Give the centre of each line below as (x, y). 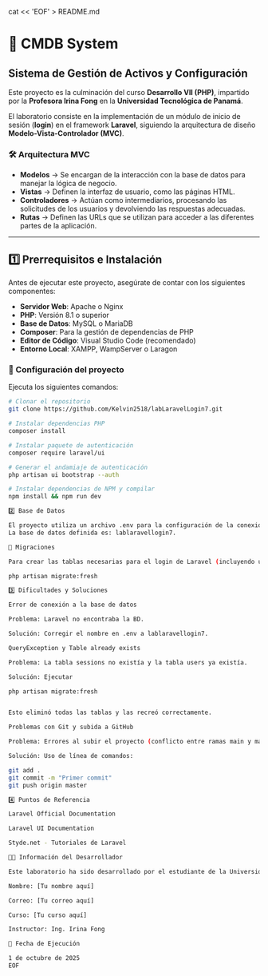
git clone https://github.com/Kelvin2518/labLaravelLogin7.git (116, 409)
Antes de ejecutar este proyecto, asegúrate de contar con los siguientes (127, 283)
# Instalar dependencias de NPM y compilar (82, 489)
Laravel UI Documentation (51, 829)
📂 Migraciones (32, 547)
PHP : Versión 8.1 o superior (65, 315)
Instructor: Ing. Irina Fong (57, 930)
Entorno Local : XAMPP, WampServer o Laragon (99, 349)
